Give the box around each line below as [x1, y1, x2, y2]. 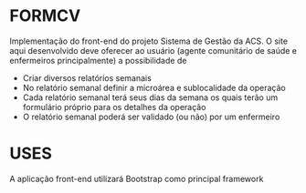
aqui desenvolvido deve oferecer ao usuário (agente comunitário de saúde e [9, 45, 297, 56]
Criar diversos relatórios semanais [22, 72, 153, 83]
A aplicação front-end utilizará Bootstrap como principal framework [9, 173, 264, 184]
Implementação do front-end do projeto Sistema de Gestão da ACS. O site [9, 36, 289, 46]
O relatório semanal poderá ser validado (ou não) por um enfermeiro [22, 111, 280, 122]
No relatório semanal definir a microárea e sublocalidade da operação [22, 82, 286, 93]
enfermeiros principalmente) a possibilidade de [9, 55, 187, 66]
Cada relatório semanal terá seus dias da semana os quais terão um [22, 92, 279, 103]
